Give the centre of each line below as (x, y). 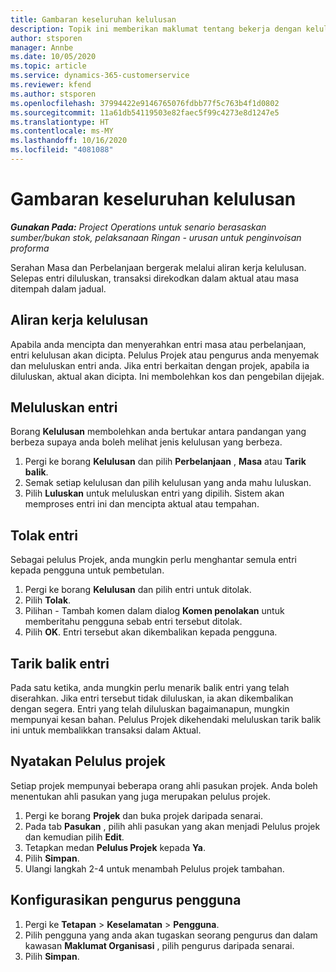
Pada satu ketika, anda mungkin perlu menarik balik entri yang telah (150, 688)
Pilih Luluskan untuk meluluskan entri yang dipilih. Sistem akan (154, 493)
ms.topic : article (48, 66)
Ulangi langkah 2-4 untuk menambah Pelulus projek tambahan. (154, 868)
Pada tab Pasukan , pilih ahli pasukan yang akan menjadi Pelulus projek (172, 826)
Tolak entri (44, 535)
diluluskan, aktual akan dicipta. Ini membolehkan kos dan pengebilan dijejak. (167, 376)
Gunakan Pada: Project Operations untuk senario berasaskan (138, 227)
